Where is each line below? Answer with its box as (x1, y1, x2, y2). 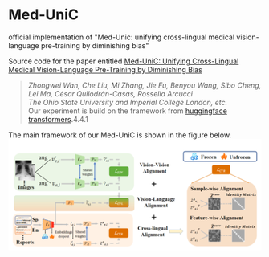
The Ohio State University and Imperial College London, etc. (27, 97, 227, 107)
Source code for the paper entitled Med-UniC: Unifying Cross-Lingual (8, 56, 239, 66)
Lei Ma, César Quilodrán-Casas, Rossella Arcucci (27, 88, 194, 98)
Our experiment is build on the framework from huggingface (27, 106, 227, 116)
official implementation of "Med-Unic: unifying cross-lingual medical (8, 32, 235, 42)
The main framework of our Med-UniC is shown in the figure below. (8, 130, 231, 140)
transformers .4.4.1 (27, 114, 88, 124)
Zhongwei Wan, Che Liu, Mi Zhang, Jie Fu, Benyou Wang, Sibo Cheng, (27, 80, 262, 90)
